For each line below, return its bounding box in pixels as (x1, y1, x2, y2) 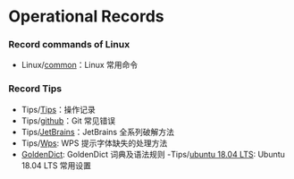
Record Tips (8, 82, 63, 95)
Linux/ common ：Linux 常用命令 (21, 60, 139, 71)
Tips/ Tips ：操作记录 (21, 104, 96, 115)
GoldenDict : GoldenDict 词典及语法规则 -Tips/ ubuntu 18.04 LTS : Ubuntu (21, 149, 285, 159)
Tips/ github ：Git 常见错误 (21, 115, 116, 126)
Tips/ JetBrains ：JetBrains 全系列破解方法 (21, 126, 175, 137)
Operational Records (8, 6, 164, 27)
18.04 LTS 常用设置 (21, 159, 91, 171)
